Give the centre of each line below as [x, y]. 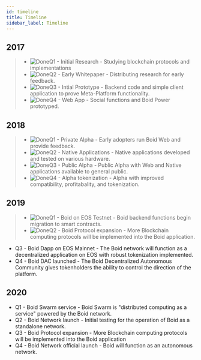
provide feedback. [52, 146]
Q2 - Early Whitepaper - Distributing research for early [116, 74]
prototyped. [44, 106]
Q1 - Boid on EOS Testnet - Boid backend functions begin [120, 217]
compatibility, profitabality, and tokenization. [85, 184]
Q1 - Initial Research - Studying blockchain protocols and [119, 62]
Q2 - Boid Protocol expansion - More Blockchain [109, 230]
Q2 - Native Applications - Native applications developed [119, 152]
